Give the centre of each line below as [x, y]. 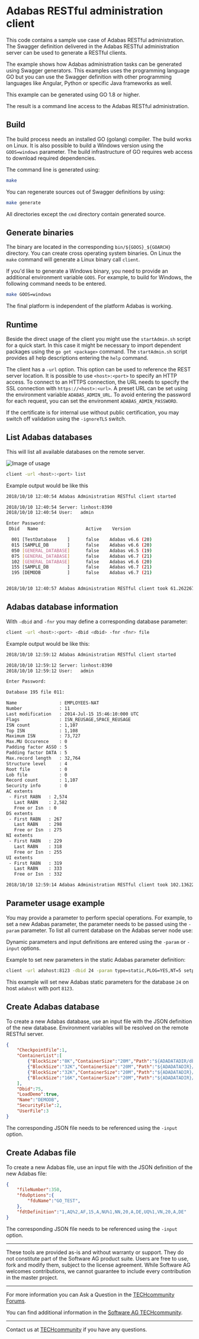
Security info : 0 [37, 786]
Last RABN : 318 [38, 847]
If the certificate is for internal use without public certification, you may [93, 412]
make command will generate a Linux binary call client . [73, 260]
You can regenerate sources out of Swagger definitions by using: [86, 192]
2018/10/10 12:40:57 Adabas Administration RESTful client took [87, 589]
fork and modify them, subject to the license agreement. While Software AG [98, 1265]
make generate [24, 203]
